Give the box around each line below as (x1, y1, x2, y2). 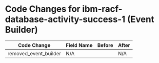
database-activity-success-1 (5, 14, 126, 25)
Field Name (65, 42, 93, 48)
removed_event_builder (7, 50, 61, 57)
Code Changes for (5, 3, 80, 15)
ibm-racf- (82, 3, 123, 15)
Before (97, 42, 114, 48)
